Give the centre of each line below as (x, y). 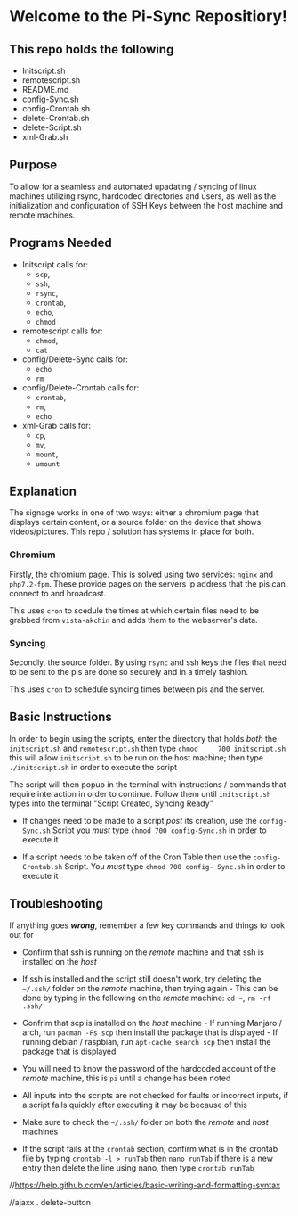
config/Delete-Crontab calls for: (81, 387)
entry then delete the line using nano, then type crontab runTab (138, 1167)
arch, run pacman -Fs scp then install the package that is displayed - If (150, 1032)
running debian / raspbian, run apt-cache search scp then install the (146, 1041)
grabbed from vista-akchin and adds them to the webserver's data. (133, 620)
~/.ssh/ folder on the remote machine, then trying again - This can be (150, 988)
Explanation (43, 492)
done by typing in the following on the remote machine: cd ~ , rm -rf (146, 998)
